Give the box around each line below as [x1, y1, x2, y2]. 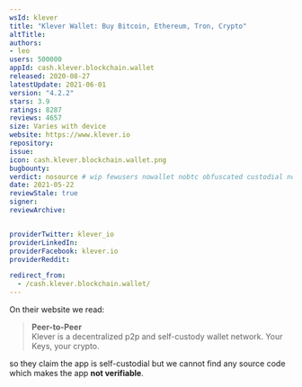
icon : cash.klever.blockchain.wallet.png [9, 155, 167, 165]
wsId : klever [9, 13, 58, 22]
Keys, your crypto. [31, 341, 101, 351]
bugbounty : [9, 164, 50, 173]
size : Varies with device [9, 122, 106, 131]
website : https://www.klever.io [9, 130, 130, 139]
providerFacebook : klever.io [9, 247, 119, 256]
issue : [9, 147, 34, 156]
